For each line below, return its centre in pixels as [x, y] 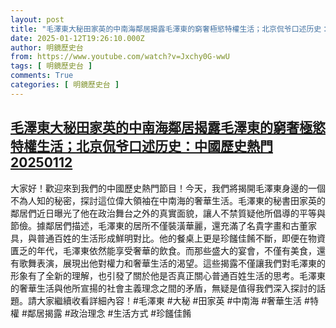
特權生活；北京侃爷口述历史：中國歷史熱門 [141, 146]
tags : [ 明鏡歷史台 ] [51, 66]
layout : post [37, 19]
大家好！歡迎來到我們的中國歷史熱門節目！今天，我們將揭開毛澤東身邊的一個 [168, 188]
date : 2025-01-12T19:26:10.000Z [77, 38]
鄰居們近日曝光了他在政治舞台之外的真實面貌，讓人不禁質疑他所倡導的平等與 [168, 213]
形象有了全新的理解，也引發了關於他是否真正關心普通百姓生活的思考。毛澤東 [168, 275]
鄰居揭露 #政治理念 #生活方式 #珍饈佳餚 [109, 313]
